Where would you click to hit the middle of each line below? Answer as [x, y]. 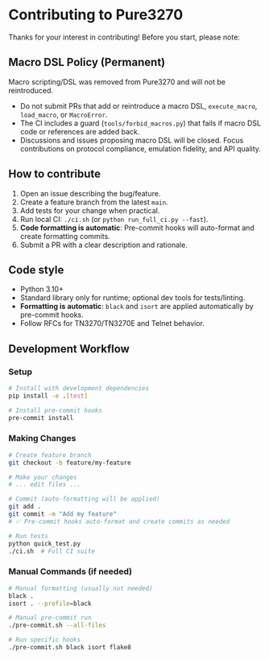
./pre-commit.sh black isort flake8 [70, 648]
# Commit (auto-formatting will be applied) [84, 499]
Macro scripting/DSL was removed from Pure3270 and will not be [117, 81]
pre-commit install [41, 418]
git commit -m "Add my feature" [62, 514]
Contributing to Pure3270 [96, 15]
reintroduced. [31, 90]
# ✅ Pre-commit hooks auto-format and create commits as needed [119, 521]
